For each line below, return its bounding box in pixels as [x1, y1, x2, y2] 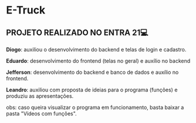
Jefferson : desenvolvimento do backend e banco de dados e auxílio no [6, 69, 179, 76]
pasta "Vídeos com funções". [6, 110, 77, 117]
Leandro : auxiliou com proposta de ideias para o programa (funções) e [6, 86, 178, 93]
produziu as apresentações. [6, 93, 74, 100]
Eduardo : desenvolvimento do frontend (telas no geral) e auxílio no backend [6, 57, 191, 64]
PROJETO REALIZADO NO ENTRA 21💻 [6, 28, 148, 37]
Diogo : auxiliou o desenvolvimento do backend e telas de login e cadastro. [6, 46, 187, 53]
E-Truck [6, 4, 46, 17]
